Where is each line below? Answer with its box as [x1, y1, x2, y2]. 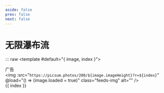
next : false [5, 16, 30, 21]
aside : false [5, 7, 32, 12]
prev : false [5, 12, 30, 17]
